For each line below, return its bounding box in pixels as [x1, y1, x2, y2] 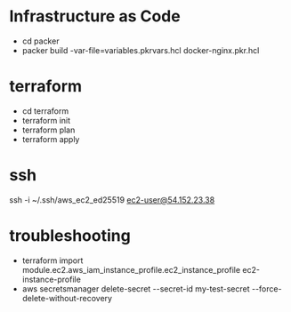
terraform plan [21, 124, 76, 135]
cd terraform [21, 105, 69, 116]
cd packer [21, 36, 60, 46]
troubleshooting [9, 226, 131, 245]
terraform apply [21, 133, 80, 144]
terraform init [21, 115, 71, 125]
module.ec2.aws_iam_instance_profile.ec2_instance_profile [21, 264, 241, 275]
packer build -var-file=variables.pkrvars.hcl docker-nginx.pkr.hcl [21, 44, 260, 55]
